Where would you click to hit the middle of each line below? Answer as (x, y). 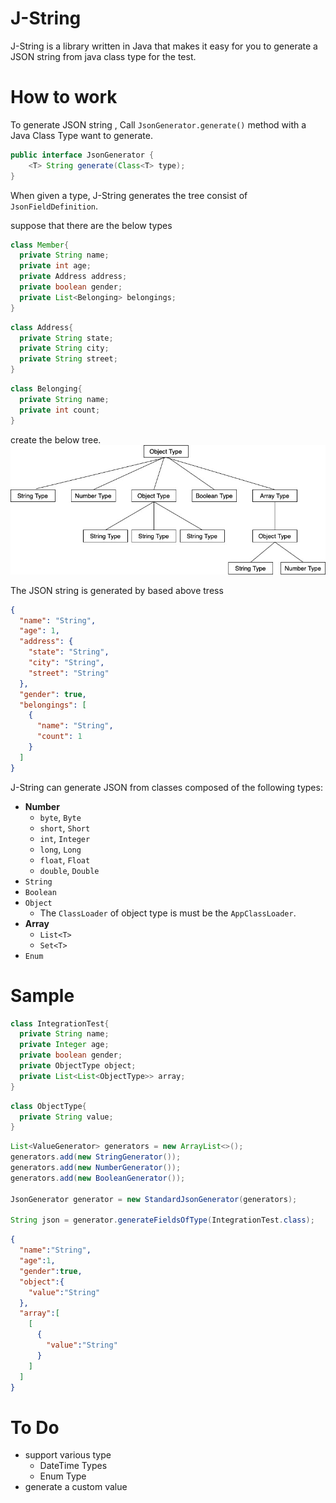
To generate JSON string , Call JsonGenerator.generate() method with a (158, 124)
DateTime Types (73, 1466)
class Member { (40, 245)
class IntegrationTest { (60, 1023)
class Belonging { (46, 389)
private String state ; (66, 338)
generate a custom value (76, 1487)
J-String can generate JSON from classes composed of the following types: (166, 787)
